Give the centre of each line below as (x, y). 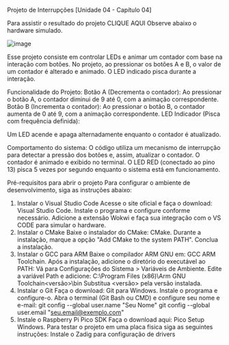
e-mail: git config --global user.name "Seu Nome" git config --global (113, 305)
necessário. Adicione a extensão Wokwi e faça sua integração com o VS (119, 218)
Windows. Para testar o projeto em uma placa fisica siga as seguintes (115, 327)
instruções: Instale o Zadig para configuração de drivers (96, 334)
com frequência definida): (43, 121)
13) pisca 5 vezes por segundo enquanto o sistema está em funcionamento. (114, 169)
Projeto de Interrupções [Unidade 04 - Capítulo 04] (79, 10)
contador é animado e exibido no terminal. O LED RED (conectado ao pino (111, 162)
